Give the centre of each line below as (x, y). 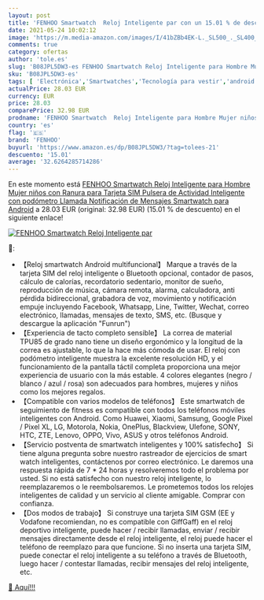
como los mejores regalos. (62, 392)
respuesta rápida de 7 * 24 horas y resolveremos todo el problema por (134, 470)
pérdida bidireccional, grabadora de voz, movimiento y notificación (128, 298)
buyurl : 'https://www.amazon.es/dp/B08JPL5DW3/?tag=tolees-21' (114, 147)
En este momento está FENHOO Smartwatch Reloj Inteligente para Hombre (129, 184)
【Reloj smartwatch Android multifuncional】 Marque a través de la (128, 265)
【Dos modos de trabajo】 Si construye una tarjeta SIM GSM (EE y (127, 513)
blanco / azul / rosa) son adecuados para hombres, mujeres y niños (128, 383)
